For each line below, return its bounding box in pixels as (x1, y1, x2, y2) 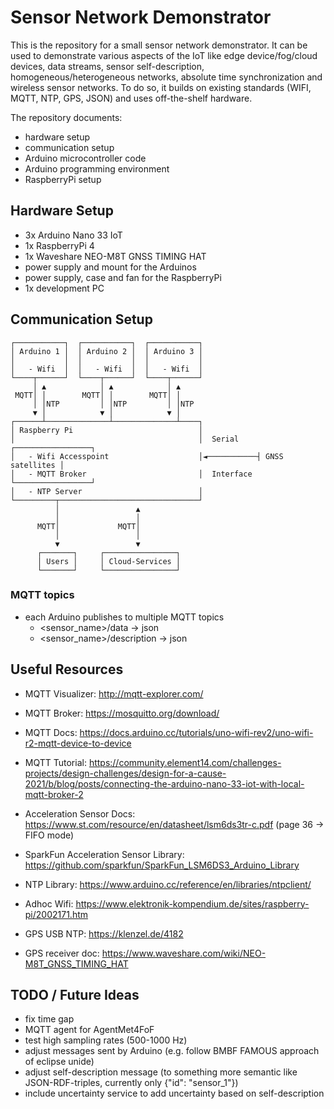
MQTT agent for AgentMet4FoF (24, 1024, 155, 1036)
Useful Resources (10, 661, 124, 678)
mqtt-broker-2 (24, 788, 84, 800)
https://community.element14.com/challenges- (88, 756, 282, 768)
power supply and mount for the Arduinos (24, 261, 197, 273)
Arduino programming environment (24, 162, 170, 175)
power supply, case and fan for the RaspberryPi (24, 271, 222, 283)
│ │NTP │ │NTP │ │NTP (32, 399, 195, 409)
